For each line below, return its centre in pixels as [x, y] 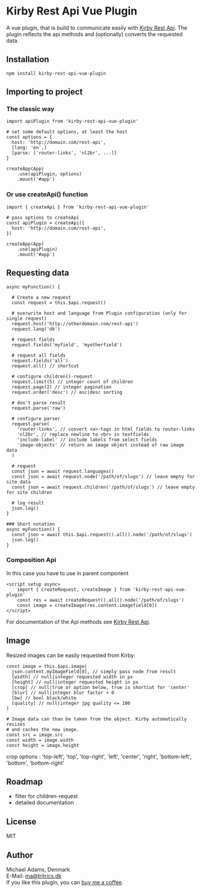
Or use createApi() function [47, 195]
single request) [26, 318]
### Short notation [31, 524]
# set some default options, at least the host [67, 132]
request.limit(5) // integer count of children [73, 382]
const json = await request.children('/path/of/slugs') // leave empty [104, 487]
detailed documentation [44, 803]
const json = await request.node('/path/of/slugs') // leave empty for [104, 476]
